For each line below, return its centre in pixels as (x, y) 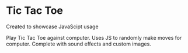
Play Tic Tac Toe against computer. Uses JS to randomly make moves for (94, 37)
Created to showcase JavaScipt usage (52, 26)
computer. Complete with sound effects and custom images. (79, 44)
